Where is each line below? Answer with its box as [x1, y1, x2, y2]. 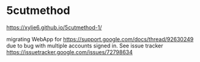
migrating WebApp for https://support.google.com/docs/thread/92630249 [6, 35, 194, 43]
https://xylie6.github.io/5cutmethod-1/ [6, 24, 102, 31]
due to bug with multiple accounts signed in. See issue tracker [6, 42, 163, 49]
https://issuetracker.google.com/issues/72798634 [6, 48, 133, 55]
